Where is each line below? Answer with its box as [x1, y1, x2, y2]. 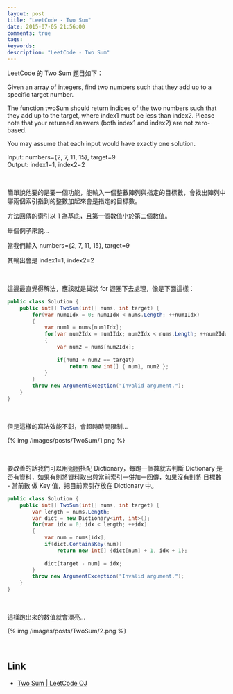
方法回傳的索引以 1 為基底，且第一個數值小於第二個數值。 [7, 212, 171, 220]
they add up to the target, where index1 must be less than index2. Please [7, 111, 215, 119]
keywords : [7, 42, 36, 49]
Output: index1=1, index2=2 [7, 160, 85, 168]
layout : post [7, 10, 45, 17]
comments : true [7, 29, 51, 37]
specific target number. [7, 90, 74, 98]
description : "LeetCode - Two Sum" [7, 49, 110, 56]
